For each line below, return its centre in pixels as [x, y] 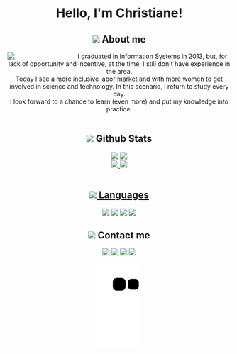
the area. [119, 71]
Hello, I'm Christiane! [119, 13]
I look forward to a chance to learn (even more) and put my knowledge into [119, 101]
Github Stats [124, 139]
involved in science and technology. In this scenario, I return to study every [119, 86]
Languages [124, 195]
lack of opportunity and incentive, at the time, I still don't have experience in [119, 64]
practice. [119, 109]
